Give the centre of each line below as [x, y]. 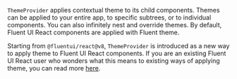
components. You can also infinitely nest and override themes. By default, [115, 25]
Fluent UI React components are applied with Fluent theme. [93, 32]
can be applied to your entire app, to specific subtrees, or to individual [109, 17]
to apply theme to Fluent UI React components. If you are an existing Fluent [117, 53]
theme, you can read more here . [54, 68]
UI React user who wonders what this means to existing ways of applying [114, 61]
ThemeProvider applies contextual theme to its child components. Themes [114, 10]
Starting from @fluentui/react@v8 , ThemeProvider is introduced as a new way [119, 46]
